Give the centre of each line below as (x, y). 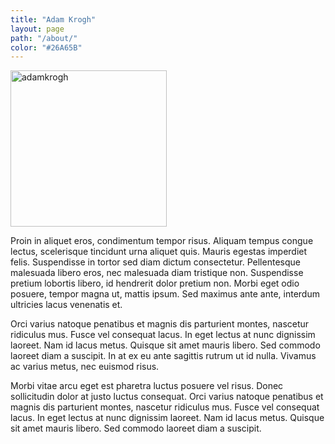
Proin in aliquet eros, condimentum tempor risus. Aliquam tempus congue (162, 241)
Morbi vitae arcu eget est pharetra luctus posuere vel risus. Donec (147, 386)
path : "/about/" (44, 38)
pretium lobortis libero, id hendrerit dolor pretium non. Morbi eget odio (155, 283)
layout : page (37, 29)
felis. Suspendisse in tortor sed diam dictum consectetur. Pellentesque (155, 262)
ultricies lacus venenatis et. (66, 305)
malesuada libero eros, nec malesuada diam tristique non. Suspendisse (157, 273)
